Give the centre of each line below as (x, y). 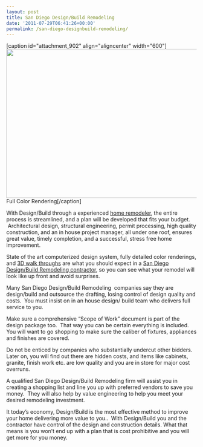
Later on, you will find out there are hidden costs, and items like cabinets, (97, 356)
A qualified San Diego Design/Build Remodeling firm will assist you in (92, 381)
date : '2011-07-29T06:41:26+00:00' (51, 23)
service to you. (25, 307)
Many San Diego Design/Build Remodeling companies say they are (90, 288)
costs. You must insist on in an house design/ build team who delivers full (98, 301)
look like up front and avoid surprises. (53, 276)
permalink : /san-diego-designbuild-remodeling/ (67, 29)
